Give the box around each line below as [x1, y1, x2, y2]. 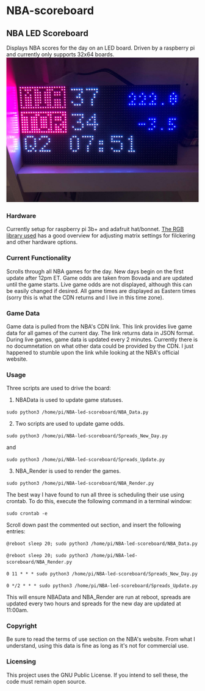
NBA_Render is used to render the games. [15, 467, 121, 475]
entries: [6, 528, 26, 535]
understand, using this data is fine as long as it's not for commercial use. [6, 642, 189, 649]
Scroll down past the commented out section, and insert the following [6, 521, 181, 529]
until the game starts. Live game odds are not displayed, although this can [6, 281, 192, 288]
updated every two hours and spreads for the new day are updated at [6, 600, 181, 607]
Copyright [6, 622, 37, 630]
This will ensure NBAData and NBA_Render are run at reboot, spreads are [6, 594, 191, 601]
